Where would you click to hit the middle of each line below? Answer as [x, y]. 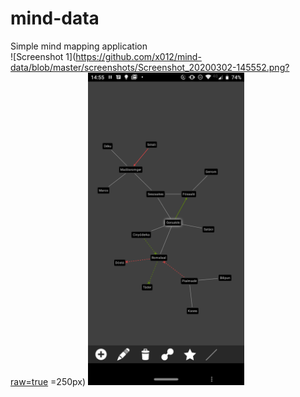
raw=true [29, 381]
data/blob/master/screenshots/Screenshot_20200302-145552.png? [150, 67]
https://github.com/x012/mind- [138, 56]
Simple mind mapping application [79, 46]
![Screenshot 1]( [43, 56]
